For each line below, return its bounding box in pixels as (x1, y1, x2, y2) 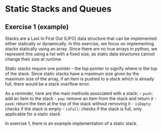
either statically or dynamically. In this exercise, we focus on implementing (5, 41, 154, 47)
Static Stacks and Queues (5, 3, 112, 15)
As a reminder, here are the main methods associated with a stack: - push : (5, 91, 153, 96)
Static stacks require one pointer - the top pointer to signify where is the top (5, 65, 158, 71)
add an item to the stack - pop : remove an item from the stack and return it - (5, 96, 157, 101)
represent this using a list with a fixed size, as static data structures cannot (5, 51, 155, 57)
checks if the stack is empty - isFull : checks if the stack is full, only (5, 106, 142, 112)
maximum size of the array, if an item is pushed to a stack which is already (5, 76, 155, 82)
